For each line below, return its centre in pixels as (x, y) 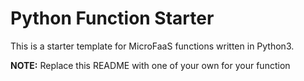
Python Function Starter (112, 18)
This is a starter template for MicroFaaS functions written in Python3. (152, 46)
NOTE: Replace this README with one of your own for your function (150, 65)
